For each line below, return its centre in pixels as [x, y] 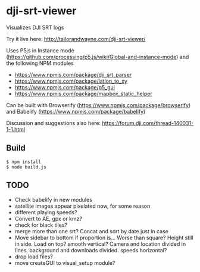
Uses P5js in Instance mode [40, 50]
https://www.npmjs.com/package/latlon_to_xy [71, 81]
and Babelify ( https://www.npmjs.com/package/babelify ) [76, 111]
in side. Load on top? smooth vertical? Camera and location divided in [100, 244]
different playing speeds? [46, 212]
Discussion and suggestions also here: [54, 123]
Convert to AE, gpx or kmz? [48, 218]
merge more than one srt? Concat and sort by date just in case [91, 231]
